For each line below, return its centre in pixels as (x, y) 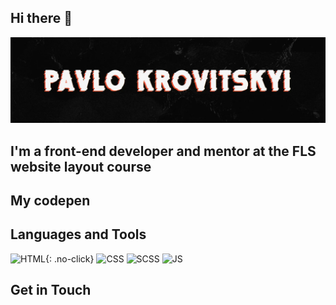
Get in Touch (51, 290)
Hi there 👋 (41, 18)
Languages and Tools (78, 234)
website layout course (81, 166)
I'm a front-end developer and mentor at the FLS (163, 151)
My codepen (50, 200)
